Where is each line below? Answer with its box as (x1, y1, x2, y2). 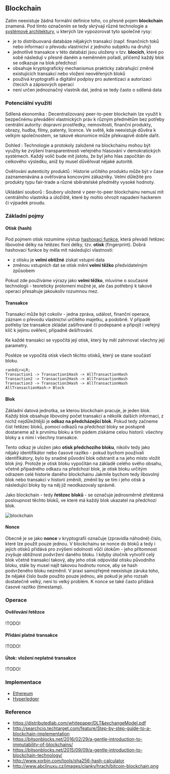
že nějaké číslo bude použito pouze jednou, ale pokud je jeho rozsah (5, 573, 148, 579)
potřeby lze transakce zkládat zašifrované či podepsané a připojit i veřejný (5, 322, 160, 328)
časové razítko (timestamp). (5, 584, 63, 590)
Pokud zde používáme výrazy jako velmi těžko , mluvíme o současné (5, 278, 148, 284)
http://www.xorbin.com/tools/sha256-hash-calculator (12, 757, 125, 763)
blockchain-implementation (12, 730, 70, 736)
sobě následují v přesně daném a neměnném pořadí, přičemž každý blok (12, 54, 164, 60)
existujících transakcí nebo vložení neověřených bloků (12, 71, 125, 77)
